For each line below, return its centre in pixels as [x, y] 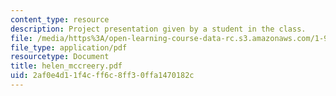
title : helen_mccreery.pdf [66, 66]
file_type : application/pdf [69, 47]
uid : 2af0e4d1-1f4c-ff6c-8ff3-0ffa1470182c [102, 76]
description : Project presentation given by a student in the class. [158, 29]
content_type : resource [60, 19]
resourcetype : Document [60, 57]
